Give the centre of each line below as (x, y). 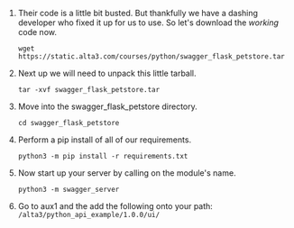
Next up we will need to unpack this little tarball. (107, 73)
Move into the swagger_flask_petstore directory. (108, 106)
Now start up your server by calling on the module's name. (127, 173)
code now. (37, 32)
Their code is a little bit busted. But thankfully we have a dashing (138, 13)
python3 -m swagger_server (69, 189)
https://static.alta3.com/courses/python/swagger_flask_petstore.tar (152, 57)
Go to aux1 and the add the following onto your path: (115, 206)
